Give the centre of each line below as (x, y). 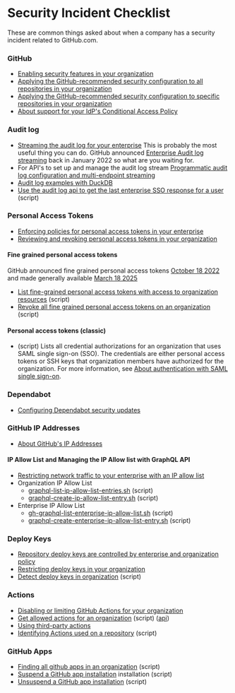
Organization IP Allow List (55, 483)
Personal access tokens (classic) (57, 331)
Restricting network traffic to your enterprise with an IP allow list (111, 475)
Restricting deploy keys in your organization (82, 569)
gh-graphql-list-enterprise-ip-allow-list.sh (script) (101, 513)
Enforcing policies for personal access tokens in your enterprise (110, 231)
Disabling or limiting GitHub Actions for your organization (100, 610)
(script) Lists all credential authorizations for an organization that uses (119, 346)
